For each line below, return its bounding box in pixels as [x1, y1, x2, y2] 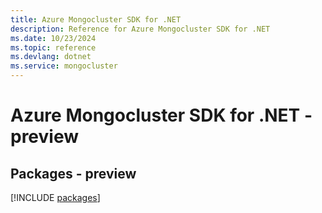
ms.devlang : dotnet [10, 52, 92, 62]
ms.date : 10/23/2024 [10, 33, 97, 43]
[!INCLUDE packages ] [10, 192, 101, 203]
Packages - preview [10, 165, 137, 182]
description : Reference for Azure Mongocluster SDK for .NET [10, 24, 271, 34]
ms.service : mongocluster [10, 61, 118, 71]
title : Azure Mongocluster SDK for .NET [10, 14, 182, 25]
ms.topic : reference [10, 42, 97, 53]
